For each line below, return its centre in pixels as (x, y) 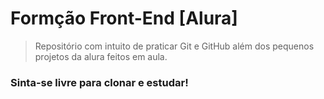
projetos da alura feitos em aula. (101, 56)
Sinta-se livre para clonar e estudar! (99, 82)
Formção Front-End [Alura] (124, 18)
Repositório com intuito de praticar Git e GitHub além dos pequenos (174, 46)
